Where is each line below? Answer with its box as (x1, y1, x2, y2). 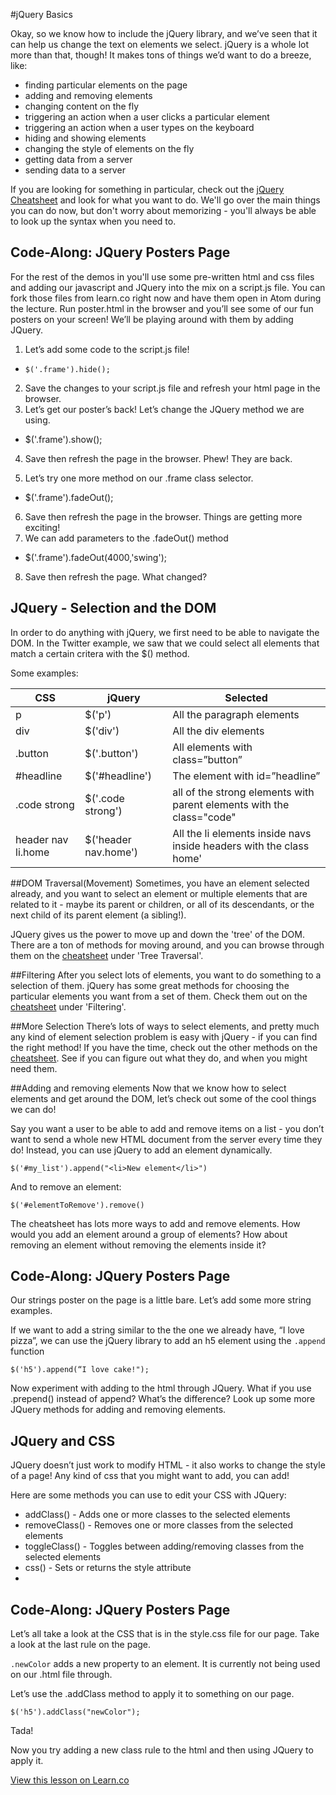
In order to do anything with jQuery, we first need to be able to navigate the (10, 626, 320, 638)
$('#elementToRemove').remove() (10, 1200, 145, 1210)
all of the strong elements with (172, 785, 315, 799)
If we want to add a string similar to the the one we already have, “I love (10, 1324, 305, 1336)
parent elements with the (172, 797, 290, 811)
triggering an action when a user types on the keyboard (24, 122, 255, 133)
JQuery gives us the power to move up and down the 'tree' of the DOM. (10, 928, 305, 940)
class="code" (172, 810, 237, 824)
